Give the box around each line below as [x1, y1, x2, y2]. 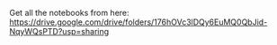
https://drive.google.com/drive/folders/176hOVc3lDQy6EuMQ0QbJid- [9, 17, 268, 27]
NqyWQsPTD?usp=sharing [9, 26, 110, 36]
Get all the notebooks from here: [9, 8, 130, 18]
